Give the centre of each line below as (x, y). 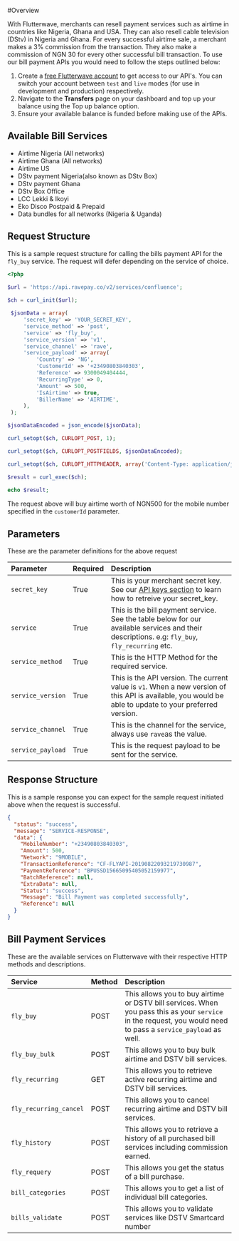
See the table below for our (156, 619)
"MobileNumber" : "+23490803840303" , (75, 844)
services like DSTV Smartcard (174, 1217)
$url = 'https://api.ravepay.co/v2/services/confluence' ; (95, 287)
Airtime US (33, 168)
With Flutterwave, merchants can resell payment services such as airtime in (118, 24)
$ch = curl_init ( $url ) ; (43, 300)
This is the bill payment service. (164, 611)
